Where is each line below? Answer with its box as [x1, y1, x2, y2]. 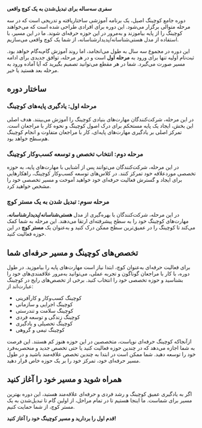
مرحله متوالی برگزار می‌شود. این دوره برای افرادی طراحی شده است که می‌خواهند [7, 23, 191, 30]
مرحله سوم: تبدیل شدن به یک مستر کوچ [7, 197, 110, 206]
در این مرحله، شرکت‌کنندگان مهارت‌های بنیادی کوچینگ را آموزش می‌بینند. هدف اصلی [7, 115, 194, 122]
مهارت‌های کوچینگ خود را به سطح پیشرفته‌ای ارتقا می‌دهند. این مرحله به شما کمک [7, 217, 189, 225]
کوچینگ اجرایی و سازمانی [15, 301, 73, 308]
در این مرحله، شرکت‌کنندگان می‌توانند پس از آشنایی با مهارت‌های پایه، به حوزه [7, 163, 179, 170]
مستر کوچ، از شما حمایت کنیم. [7, 403, 75, 410]
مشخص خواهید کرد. [7, 182, 52, 190]
